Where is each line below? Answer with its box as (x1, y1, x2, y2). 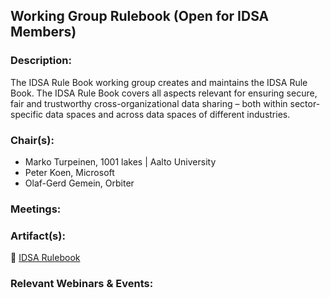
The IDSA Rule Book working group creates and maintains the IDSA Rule (10, 76, 308, 88)
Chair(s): (10, 133, 55, 147)
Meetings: (10, 202, 62, 216)
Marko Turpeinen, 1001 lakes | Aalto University (24, 155, 217, 168)
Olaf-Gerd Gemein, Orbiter (24, 177, 135, 189)
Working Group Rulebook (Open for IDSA (10, 8, 270, 25)
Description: (10, 54, 72, 68)
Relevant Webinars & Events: (10, 277, 154, 291)
